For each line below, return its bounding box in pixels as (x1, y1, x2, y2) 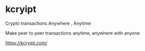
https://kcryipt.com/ (5, 39, 48, 46)
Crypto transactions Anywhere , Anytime (5, 20, 91, 26)
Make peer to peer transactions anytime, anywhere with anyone (5, 30, 140, 36)
